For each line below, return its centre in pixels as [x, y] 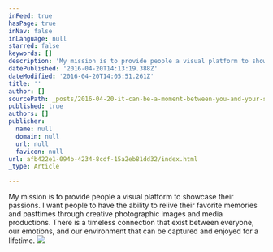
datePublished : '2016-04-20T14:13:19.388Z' [83, 69]
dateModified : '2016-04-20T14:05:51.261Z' [81, 76]
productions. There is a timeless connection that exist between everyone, [131, 223]
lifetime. [22, 241]
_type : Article [34, 167]
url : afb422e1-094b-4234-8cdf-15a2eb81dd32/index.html [103, 159]
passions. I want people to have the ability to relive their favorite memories [133, 205]
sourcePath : [28, 99]
